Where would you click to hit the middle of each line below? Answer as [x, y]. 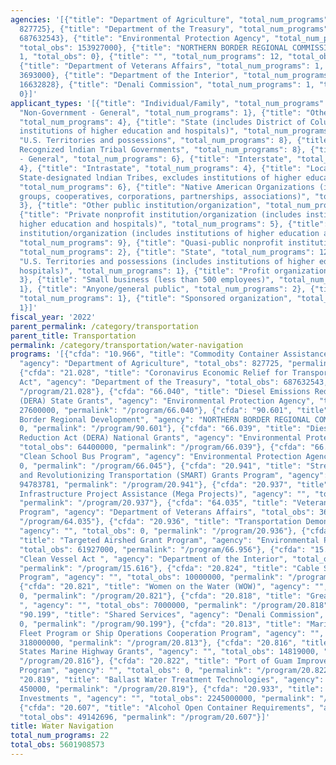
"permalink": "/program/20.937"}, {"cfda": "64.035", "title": [153, 503]
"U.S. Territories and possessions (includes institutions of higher [167, 261]
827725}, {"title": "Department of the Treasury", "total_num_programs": [176, 29]
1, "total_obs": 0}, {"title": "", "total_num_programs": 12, [151, 57]
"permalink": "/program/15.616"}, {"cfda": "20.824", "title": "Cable [169, 568]
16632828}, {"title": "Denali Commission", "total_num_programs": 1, [167, 85]
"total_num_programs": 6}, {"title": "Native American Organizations [167, 187]
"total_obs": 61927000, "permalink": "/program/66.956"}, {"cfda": [163, 549]
